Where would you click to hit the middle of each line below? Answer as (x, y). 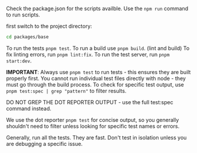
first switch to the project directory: (49, 26)
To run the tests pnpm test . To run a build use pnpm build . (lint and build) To (98, 48)
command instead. (29, 108)
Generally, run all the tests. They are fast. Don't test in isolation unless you (96, 137)
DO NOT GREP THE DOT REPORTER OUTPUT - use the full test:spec (90, 102)
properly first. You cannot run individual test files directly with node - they (96, 78)
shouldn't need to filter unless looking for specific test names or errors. (93, 126)
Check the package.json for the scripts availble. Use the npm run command (97, 9)
